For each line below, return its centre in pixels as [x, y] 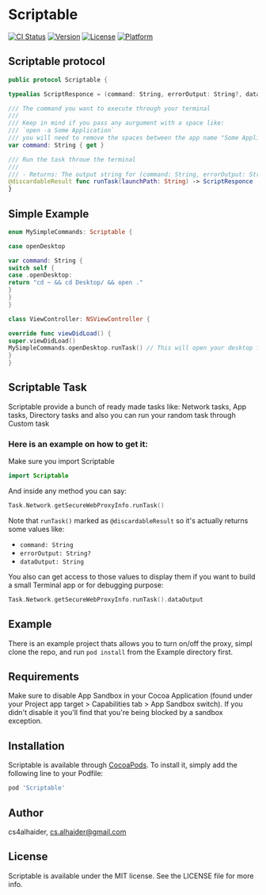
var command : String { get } [56, 145]
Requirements [44, 677]
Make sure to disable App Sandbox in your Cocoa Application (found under [131, 696]
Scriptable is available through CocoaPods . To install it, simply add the [123, 765]
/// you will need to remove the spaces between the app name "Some [123, 138]
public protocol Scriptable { [58, 80]
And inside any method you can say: [67, 491]
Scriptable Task [47, 387]
